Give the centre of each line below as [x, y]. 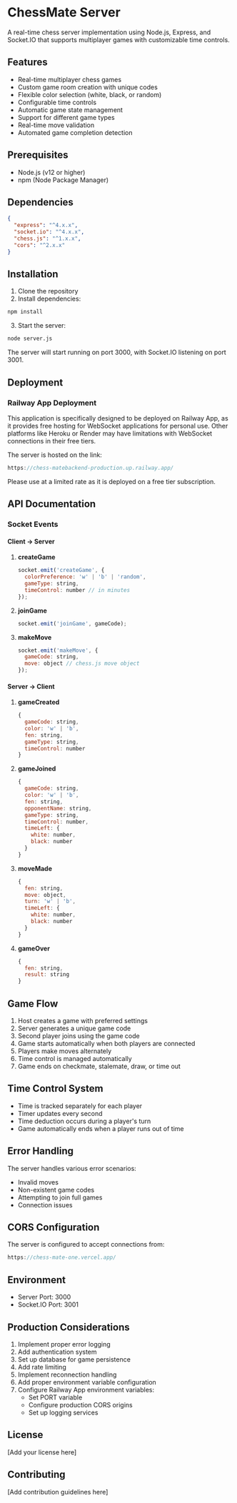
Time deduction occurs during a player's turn [84, 1121]
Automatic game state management [70, 110]
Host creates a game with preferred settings [83, 1021]
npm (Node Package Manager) [63, 180]
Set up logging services [63, 1412]
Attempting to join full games [60, 1197]
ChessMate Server [64, 12]
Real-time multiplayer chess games [70, 79]
